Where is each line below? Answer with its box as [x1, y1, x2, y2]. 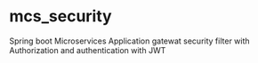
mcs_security [9, 6, 113, 27]
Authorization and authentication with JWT [9, 44, 166, 55]
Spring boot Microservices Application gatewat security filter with [9, 35, 251, 46]
